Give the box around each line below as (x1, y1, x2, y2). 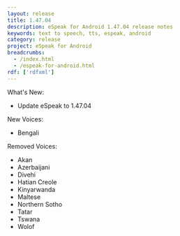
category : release (7, 36, 61, 43)
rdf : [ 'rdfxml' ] (7, 68, 54, 75)
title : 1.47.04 (7, 17, 52, 24)
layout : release (7, 10, 54, 17)
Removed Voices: (7, 142, 57, 150)
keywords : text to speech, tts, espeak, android (7, 29, 151, 37)
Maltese (17, 193, 41, 201)
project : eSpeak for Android (7, 43, 92, 50)
